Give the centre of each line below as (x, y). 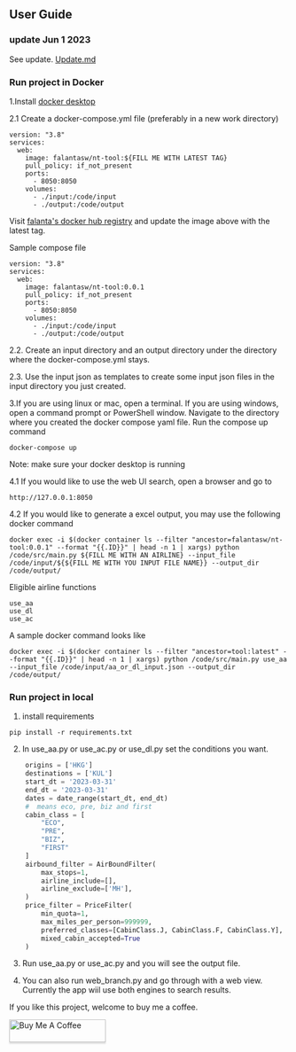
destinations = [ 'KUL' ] (69, 774)
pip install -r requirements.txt (71, 733)
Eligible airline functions (53, 587)
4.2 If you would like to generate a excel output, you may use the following (145, 514)
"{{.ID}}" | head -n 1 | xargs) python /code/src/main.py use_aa (164, 659)
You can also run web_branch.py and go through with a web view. (142, 981)
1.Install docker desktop (52, 101)
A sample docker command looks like (78, 635)
